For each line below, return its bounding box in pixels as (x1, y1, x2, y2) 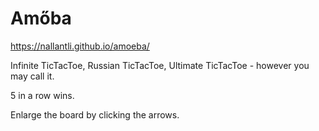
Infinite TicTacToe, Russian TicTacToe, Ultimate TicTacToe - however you (10, 59, 310, 71)
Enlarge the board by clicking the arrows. (10, 108, 180, 121)
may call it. (10, 70, 55, 82)
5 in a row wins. (10, 89, 75, 101)
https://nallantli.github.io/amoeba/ (10, 40, 150, 52)
